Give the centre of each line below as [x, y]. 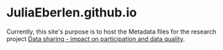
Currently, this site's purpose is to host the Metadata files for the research [111, 32]
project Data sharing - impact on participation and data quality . [96, 38]
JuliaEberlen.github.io [72, 13]
